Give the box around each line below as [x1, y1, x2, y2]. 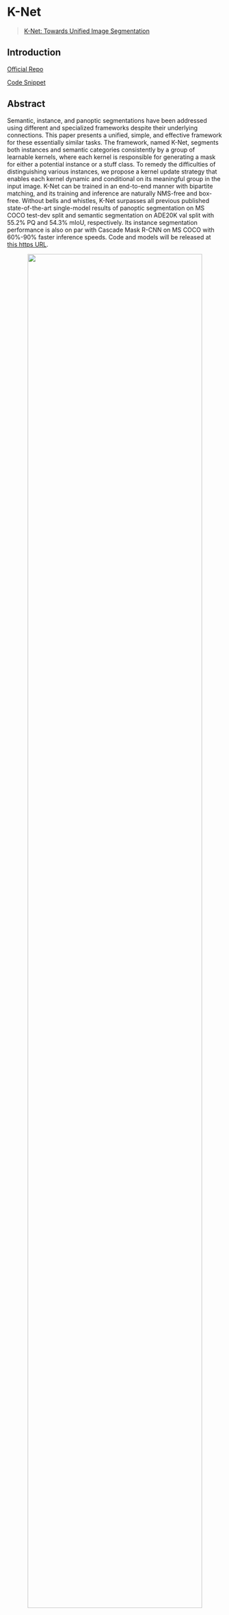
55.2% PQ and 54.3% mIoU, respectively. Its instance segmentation [7, 218, 198, 226]
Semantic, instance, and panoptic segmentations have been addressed [7, 116, 207, 124]
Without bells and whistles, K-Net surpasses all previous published [21, 196, 210, 204]
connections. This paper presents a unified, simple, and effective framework [7, 131, 222, 139]
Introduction [7, 47, 62, 58]
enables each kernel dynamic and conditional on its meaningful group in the [7, 174, 221, 182]
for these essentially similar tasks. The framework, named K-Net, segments [7, 138, 219, 146]
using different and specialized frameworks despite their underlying [7, 123, 198, 132]
